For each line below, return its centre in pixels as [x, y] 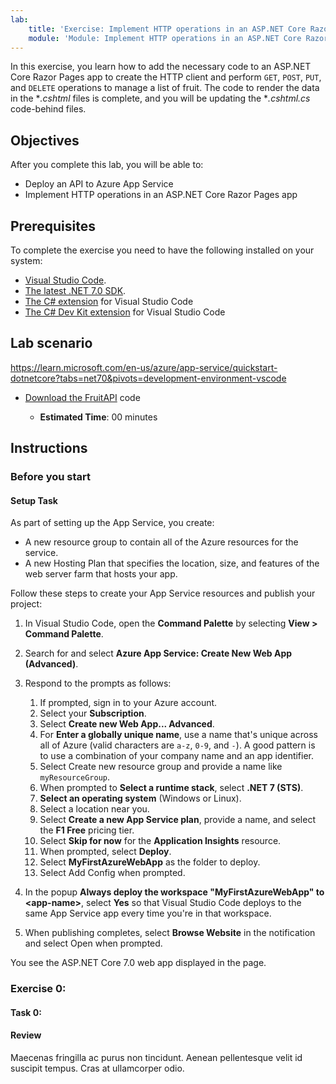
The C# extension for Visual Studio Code [109, 301]
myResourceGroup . [75, 777]
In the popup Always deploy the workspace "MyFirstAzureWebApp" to [174, 892]
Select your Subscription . [93, 713]
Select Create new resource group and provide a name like [161, 767]
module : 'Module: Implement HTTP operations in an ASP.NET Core [165, 38]
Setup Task [34, 500]
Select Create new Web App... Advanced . [127, 724]
